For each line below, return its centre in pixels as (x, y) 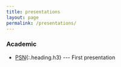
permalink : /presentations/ (42, 23)
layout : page (23, 18)
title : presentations (33, 12)
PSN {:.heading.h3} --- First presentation (65, 57)
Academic (22, 44)
